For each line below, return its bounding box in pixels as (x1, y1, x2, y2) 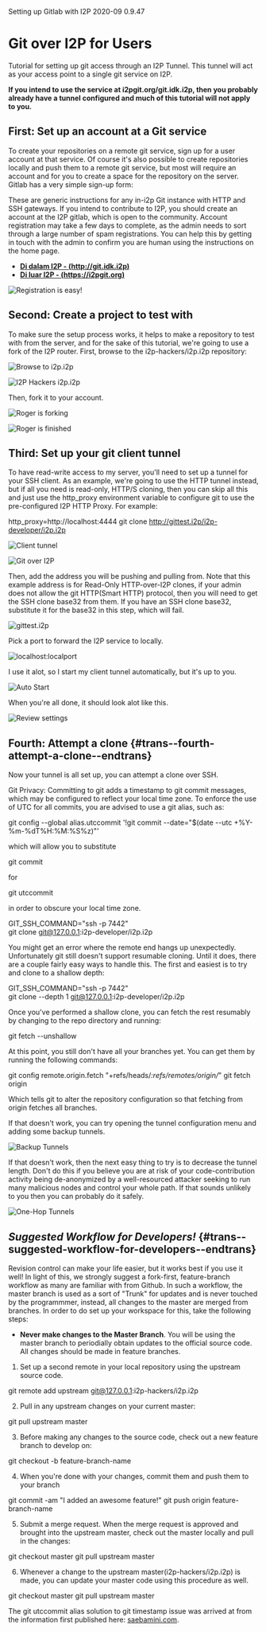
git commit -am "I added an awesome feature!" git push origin (8, 1496, 211, 1505)
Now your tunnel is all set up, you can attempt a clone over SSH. (8, 770, 218, 779)
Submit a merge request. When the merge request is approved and (19, 1520, 239, 1529)
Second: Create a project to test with (8, 308, 193, 322)
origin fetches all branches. (8, 1103, 98, 1113)
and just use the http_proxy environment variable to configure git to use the (8, 493, 255, 502)
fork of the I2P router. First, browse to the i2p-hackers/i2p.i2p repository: (8, 346, 248, 356)
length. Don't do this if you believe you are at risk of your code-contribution (8, 1166, 256, 1176)
